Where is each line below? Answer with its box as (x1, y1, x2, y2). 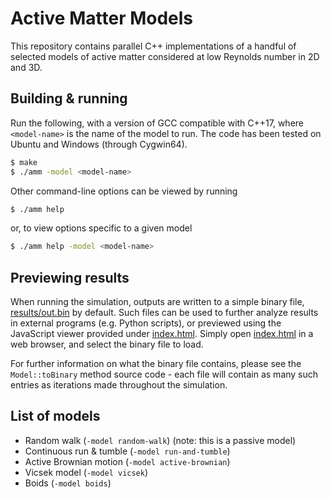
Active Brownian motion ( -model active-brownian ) (24, 455, 231, 467)
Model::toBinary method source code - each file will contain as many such (10, 368, 319, 381)
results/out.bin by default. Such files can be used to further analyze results (10, 307, 319, 319)
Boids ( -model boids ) (24, 477, 112, 489)
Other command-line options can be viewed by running (10, 185, 238, 197)
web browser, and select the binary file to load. (10, 338, 204, 351)
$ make (10, 157, 38, 167)
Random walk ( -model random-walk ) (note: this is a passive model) (24, 434, 297, 446)
